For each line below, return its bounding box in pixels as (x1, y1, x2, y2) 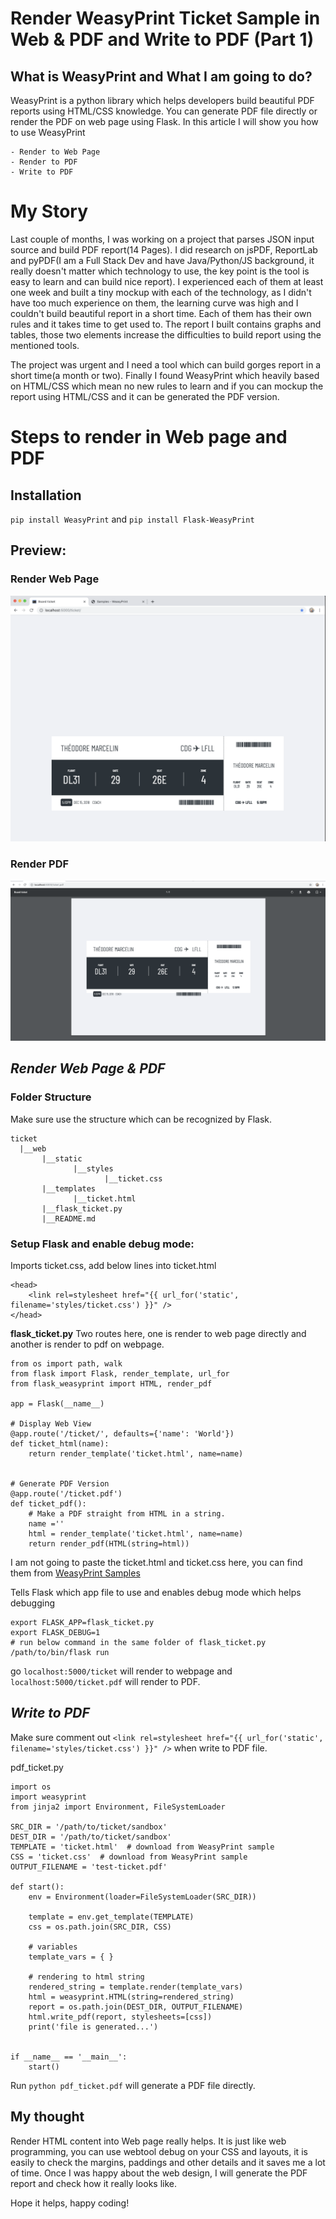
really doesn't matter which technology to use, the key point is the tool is (10, 265, 310, 277)
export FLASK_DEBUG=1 (10, 1628, 101, 1638)
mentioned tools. (10, 339, 80, 351)
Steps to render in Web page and (10, 426, 288, 449)
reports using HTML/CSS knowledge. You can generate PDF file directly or (10, 105, 318, 117)
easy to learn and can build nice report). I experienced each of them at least (10, 275, 324, 287)
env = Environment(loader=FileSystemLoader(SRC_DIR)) (28, 1892, 257, 1902)
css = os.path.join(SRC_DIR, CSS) (28, 1922, 172, 1932)
